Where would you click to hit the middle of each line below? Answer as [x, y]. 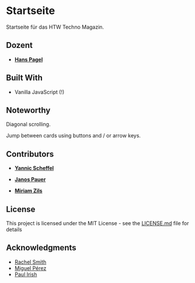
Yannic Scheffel [34, 168]
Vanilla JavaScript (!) [39, 92]
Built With [24, 78]
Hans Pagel [29, 59]
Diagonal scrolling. [28, 125]
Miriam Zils [28, 191]
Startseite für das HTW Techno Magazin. [55, 27]
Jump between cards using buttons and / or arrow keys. [74, 136]
